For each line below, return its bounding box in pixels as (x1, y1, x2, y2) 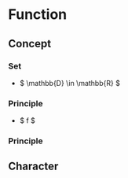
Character (8, 160, 59, 173)
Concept (8, 37, 52, 50)
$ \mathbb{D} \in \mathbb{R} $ (19, 78, 120, 87)
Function (8, 6, 68, 24)
